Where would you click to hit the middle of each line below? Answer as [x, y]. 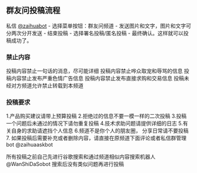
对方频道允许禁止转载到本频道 [47, 86]
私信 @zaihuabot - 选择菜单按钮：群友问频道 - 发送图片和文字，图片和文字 [96, 26]
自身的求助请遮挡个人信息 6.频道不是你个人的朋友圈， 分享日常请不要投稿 [100, 131]
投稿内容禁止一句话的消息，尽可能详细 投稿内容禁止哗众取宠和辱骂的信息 [94, 71]
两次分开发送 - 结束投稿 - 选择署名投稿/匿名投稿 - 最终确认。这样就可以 [97, 33]
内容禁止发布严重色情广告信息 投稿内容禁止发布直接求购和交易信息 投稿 [97, 79]
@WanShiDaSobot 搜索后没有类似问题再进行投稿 [65, 164]
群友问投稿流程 [33, 11]
